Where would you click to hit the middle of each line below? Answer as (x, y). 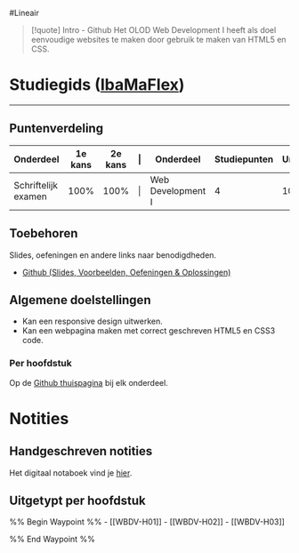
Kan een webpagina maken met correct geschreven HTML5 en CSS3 (149, 331)
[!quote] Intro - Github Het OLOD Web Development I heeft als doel (154, 30)
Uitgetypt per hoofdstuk (77, 501)
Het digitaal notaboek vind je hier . (71, 473)
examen (30, 196)
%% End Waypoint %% (52, 539)
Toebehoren (44, 233)
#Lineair (24, 13)
